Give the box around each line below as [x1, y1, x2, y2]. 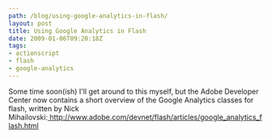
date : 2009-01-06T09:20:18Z [8, 34, 104, 43]
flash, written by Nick [8, 103, 79, 113]
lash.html [8, 120, 39, 130]
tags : [8, 42, 27, 50]
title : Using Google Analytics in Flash [8, 27, 147, 35]
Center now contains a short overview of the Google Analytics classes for [8, 94, 254, 105]
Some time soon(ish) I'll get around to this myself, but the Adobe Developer [8, 86, 259, 96]
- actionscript [8, 49, 60, 57]
